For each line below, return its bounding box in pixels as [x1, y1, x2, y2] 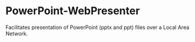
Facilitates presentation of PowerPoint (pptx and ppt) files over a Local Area [5, 24, 190, 31]
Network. [5, 30, 28, 37]
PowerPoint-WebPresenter [5, 4, 140, 18]
